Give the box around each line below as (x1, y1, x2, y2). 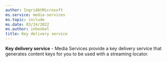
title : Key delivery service (5, 31, 68, 36)
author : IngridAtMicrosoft (5, 7, 63, 13)
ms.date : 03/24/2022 (5, 22, 50, 27)
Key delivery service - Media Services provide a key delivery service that (5, 46, 162, 51)
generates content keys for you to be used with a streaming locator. (5, 51, 149, 57)
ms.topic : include (5, 17, 45, 22)
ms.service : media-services (5, 12, 66, 17)
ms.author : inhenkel (5, 27, 50, 32)
